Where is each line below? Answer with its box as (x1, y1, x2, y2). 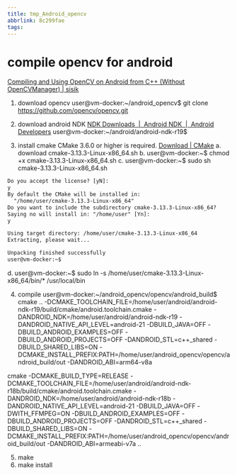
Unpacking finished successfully (7, 250, 106, 257)
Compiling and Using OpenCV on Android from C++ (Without (7, 77, 185, 86)
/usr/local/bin (47, 276, 86, 284)
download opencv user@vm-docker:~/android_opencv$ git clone (17, 99, 209, 107)
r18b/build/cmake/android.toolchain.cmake (7, 386, 132, 395)
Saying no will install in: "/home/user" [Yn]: (7, 211, 151, 218)
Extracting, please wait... (7, 237, 91, 244)
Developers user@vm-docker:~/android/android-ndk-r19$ (17, 128, 187, 136)
